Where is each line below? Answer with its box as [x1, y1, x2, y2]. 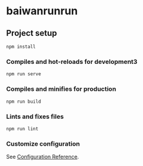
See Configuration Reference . [6, 153, 79, 161]
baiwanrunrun [6, 4, 78, 18]
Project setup [6, 28, 58, 38]
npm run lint [6, 125, 39, 132]
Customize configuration [6, 139, 80, 147]
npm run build [6, 99, 42, 104]
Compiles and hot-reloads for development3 [6, 57, 138, 66]
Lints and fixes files [6, 112, 64, 121]
